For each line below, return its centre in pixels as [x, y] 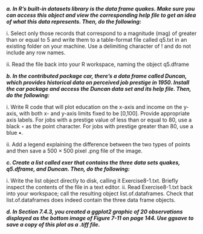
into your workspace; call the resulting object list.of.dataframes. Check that [100, 193]
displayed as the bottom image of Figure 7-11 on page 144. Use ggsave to [100, 218]
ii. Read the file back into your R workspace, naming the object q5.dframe [98, 64]
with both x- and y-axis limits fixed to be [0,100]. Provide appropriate [105, 113]
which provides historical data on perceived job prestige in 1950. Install [98, 82]
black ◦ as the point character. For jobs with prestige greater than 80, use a [100, 126]
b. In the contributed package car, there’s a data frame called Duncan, [97, 76]
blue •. [15, 133]
